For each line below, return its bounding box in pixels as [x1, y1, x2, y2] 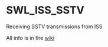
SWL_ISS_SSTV [6, 4, 84, 17]
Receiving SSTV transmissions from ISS [6, 23, 103, 30]
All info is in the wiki [6, 34, 55, 41]
